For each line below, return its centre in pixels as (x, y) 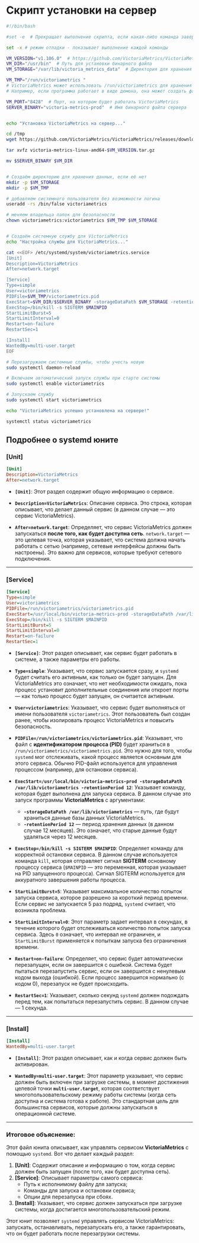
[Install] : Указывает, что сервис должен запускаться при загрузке (98, 1203)
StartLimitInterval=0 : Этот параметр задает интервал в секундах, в (101, 922)
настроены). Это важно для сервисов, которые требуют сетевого (98, 552)
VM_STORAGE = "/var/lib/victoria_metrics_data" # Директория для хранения (99, 69)
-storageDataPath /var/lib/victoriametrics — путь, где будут (101, 812)
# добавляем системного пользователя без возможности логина (83, 199)
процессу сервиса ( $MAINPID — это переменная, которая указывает (100, 867)
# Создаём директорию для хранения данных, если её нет (76, 177)
